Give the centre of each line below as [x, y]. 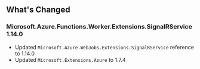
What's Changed [38, 10]
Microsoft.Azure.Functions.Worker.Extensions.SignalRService [99, 27]
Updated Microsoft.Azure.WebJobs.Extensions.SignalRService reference [104, 47]
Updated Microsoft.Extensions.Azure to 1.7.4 [70, 59]
